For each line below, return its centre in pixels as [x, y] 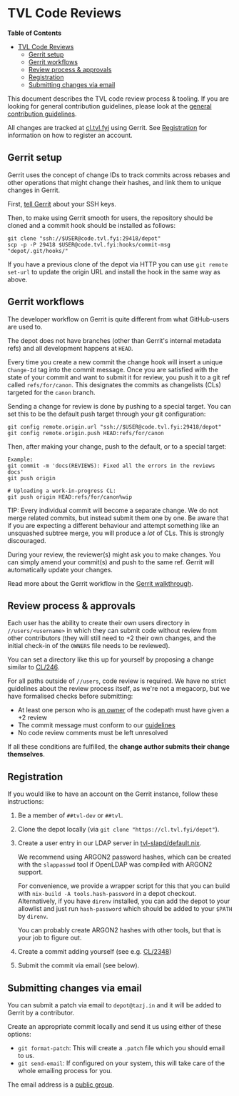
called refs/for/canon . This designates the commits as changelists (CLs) [114, 384]
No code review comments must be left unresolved [93, 733]
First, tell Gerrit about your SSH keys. [62, 204]
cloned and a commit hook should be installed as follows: [92, 225]
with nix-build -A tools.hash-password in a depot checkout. [107, 894]
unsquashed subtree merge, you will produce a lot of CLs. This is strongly [116, 533]
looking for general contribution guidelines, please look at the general [110, 106]
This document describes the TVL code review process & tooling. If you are [118, 99]
